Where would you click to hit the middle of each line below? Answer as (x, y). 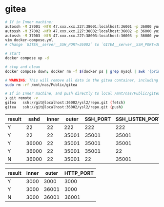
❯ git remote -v (21, 98)
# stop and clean (23, 67)
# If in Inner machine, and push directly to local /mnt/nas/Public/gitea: (84, 94)
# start (13, 54)
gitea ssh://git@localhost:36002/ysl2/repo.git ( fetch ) (65, 103)
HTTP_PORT (79, 173)
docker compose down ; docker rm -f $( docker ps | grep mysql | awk (75, 71)
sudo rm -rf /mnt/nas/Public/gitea (41, 85)
